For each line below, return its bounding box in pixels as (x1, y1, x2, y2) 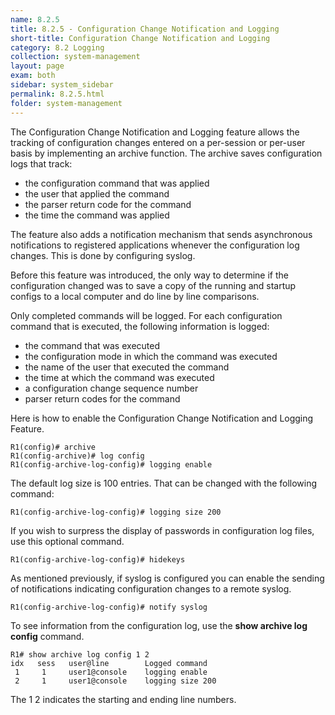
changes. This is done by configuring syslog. (10, 249, 196, 261)
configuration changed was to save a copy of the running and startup (10, 279, 297, 291)
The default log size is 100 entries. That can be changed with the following (10, 477, 318, 489)
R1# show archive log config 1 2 (10, 649, 150, 660)
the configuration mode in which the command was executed (24, 350, 278, 362)
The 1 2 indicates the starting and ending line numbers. (10, 693, 237, 705)
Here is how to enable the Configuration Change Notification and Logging (10, 412, 314, 424)
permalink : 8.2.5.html (10, 89, 105, 99)
